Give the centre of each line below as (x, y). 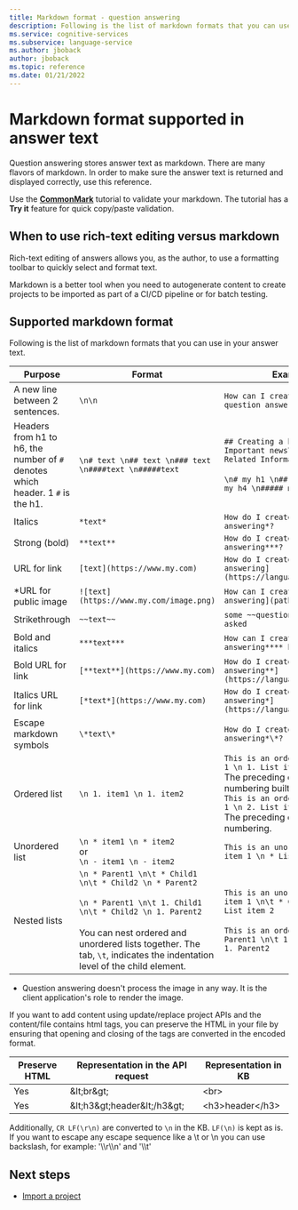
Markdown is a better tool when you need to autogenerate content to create (148, 284)
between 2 (36, 401)
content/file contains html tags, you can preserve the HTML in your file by (144, 1024)
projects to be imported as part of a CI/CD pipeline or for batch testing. (139, 293)
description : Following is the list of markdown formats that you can (142, 26)
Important (245, 451)
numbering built (257, 789)
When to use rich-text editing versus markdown (145, 236)
